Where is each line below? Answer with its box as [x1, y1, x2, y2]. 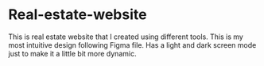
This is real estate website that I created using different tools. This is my [8, 32, 244, 41]
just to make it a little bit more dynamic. [8, 49, 137, 58]
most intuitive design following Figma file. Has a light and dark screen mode [8, 40, 257, 49]
